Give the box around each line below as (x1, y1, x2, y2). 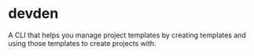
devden (8, 5, 59, 23)
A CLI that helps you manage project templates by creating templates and (8, 30, 246, 40)
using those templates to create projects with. (8, 38, 156, 47)
